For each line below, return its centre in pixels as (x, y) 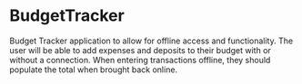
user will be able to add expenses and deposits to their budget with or (140, 50)
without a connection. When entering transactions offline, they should (140, 60)
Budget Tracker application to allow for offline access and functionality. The (151, 41)
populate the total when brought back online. (94, 70)
